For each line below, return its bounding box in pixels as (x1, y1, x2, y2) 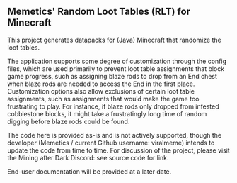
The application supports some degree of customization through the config (7, 57, 226, 65)
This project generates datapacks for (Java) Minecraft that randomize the (7, 35, 221, 44)
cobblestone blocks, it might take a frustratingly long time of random (7, 109, 207, 118)
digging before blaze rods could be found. (7, 117, 130, 126)
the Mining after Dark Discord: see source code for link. (7, 153, 169, 162)
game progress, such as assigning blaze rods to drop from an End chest (7, 72, 218, 80)
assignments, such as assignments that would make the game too (7, 94, 200, 103)
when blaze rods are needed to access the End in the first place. (7, 79, 195, 88)
